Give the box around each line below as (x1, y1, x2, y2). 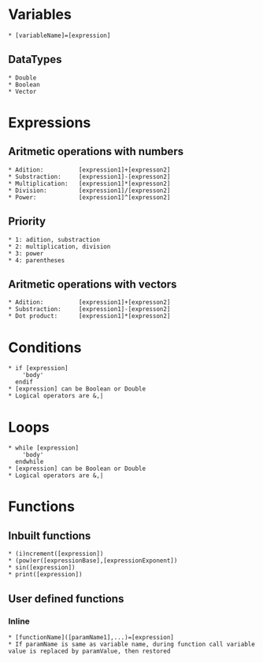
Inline (8, 616, 30, 627)
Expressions (8, 113, 91, 131)
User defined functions (8, 592, 124, 606)
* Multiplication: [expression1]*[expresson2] (8, 180, 171, 187)
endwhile (15, 458, 44, 466)
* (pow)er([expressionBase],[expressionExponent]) (8, 557, 178, 565)
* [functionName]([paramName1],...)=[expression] (8, 633, 175, 641)
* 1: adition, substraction (8, 235, 101, 243)
